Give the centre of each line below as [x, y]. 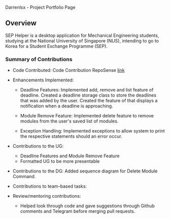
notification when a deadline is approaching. [66, 106]
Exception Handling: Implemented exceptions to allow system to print [92, 131]
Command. [24, 177]
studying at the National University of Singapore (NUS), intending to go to [82, 40]
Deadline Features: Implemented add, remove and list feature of [87, 90]
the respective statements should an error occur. [71, 137]
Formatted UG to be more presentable [60, 161]
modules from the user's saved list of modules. [69, 121]
